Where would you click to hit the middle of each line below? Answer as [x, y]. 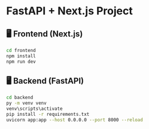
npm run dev [21, 62]
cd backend [20, 98]
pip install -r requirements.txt [48, 115]
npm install [21, 56]
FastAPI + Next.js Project [69, 11]
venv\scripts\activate [34, 109]
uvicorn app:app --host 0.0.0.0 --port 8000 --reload [75, 120]
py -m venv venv [26, 103]
